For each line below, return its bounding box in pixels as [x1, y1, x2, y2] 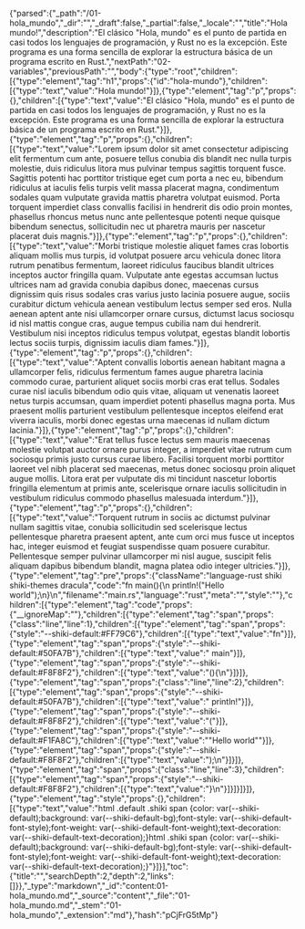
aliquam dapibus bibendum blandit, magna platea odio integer [9, 560, 241, 571]
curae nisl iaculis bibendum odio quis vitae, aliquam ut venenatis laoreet [9, 386, 280, 396]
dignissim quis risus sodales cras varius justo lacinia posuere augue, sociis [9, 289, 290, 299]
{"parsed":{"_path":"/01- [9, 8, 102, 18]
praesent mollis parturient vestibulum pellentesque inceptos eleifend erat [9, 405, 284, 416]
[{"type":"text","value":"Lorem [9, 143, 123, 154]
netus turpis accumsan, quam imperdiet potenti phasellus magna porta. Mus [9, 396, 296, 406]
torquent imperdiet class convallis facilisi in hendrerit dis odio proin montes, [9, 202, 293, 213]
